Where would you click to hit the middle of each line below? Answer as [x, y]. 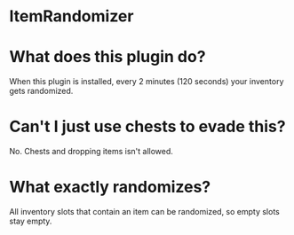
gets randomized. [41, 91]
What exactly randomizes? [110, 187]
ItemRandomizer [72, 16]
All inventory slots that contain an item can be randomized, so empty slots [144, 211]
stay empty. [31, 221]
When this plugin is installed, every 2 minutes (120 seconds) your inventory [147, 82]
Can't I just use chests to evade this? [147, 127]
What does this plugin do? [107, 57]
